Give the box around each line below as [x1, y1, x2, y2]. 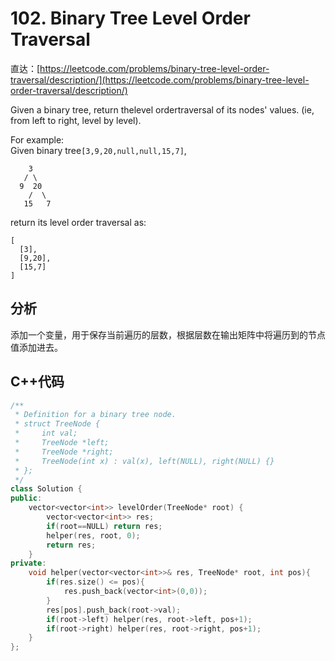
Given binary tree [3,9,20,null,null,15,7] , [10, 144, 187, 156]
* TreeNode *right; [14, 447, 114, 457]
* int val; [14, 428, 78, 439]
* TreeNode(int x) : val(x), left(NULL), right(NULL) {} [14, 456, 275, 466]
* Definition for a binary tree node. [14, 410, 177, 420]
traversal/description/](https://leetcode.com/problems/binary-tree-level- [10, 73, 310, 86]
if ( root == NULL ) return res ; [46, 521, 163, 531]
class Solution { [10, 484, 83, 494]
